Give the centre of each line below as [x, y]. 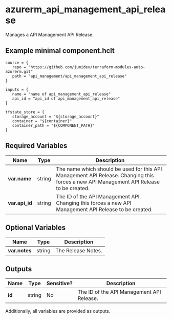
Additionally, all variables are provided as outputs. [58, 311]
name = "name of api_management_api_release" [61, 94]
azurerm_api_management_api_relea [85, 10]
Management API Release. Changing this [105, 175]
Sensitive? [59, 284]
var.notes [20, 251]
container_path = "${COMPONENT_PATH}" [53, 125]
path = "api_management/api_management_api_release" [69, 76]
